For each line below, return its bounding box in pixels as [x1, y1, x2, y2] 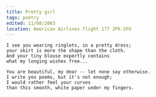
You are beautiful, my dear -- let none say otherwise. [6, 69, 151, 75]
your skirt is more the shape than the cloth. [6, 48, 126, 54]
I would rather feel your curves [6, 79, 91, 85]
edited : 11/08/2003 [6, 20, 56, 26]
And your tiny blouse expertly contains [6, 53, 110, 59]
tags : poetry [6, 15, 39, 21]
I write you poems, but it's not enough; [6, 74, 113, 81]
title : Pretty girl [6, 8, 56, 15]
